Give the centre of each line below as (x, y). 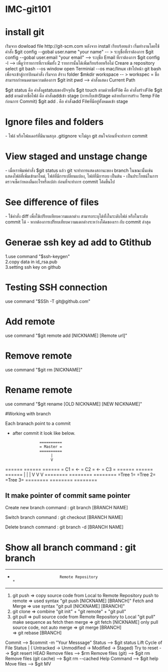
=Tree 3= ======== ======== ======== (51, 480)
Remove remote (39, 356)
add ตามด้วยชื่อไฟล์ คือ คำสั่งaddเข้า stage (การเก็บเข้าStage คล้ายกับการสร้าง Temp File (82, 96)
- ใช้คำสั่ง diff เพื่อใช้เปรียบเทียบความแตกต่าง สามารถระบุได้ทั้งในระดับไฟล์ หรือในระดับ (77, 216)
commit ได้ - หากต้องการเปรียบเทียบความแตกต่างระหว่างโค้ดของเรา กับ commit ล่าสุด (78, 221)
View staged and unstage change (76, 156)
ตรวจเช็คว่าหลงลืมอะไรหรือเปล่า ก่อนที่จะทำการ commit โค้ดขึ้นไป (60, 182)
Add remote (30, 321)
